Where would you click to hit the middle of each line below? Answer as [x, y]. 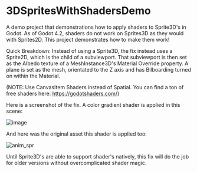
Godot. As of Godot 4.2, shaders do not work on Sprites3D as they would [95, 33]
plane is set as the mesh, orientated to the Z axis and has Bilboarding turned [99, 69]
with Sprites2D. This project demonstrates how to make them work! [88, 39]
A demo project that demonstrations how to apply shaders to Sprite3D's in [96, 27]
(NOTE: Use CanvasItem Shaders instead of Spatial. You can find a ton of [95, 87]
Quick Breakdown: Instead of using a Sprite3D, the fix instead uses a [89, 50]
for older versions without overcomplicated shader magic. [76, 163]
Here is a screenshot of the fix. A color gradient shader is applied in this [93, 104]
